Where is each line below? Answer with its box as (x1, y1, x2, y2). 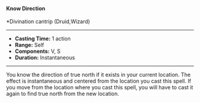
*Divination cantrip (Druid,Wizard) (6, 18, 90, 25)
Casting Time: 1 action (14, 35, 71, 42)
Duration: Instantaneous (14, 54, 76, 61)
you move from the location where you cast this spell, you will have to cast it (6, 84, 193, 91)
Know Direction (6, 5, 46, 12)
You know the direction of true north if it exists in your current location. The (6, 71, 191, 79)
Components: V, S (14, 48, 61, 55)
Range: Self (14, 42, 45, 49)
